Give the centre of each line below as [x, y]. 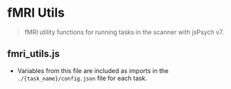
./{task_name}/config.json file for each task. [82, 78]
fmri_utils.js [34, 54]
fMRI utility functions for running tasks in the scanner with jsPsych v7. [124, 32]
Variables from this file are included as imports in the [93, 70]
